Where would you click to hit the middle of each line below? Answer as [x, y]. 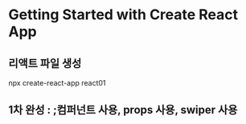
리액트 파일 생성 [45, 63]
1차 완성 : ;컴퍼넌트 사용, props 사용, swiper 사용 [123, 110]
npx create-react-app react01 [57, 83]
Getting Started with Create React [123, 15]
